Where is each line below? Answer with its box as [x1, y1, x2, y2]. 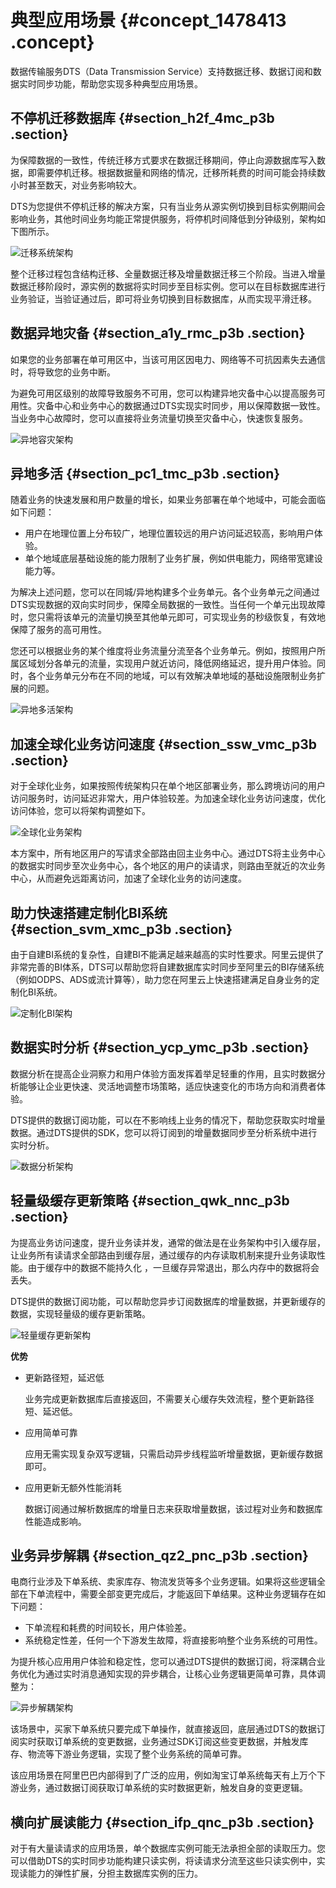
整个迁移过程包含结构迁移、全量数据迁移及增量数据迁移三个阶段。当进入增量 [10, 267, 326, 280]
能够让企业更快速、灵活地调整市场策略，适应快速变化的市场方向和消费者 [18, 1080, 317, 1092]
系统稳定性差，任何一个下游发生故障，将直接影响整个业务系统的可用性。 [24, 1634, 323, 1646]
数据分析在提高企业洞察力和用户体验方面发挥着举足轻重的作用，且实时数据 [10, 1067, 317, 1080]
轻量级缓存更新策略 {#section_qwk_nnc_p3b [10, 1192, 290, 1210]
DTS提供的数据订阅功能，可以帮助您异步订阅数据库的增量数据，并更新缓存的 [10, 1295, 326, 1307]
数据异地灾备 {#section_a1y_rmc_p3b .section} [10, 325, 306, 342]
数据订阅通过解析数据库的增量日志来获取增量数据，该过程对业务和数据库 [24, 1502, 323, 1515]
